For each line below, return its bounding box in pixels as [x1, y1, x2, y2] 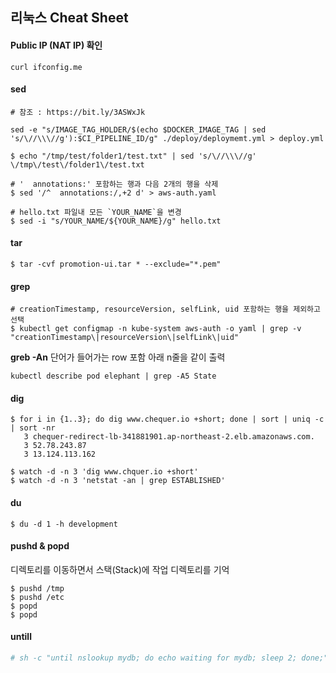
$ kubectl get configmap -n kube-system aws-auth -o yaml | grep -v [10, 324, 302, 334]
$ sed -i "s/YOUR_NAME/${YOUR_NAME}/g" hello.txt [10, 216, 222, 226]
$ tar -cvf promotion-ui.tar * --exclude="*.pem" [10, 259, 222, 269]
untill [10, 631, 32, 643]
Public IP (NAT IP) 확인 [10, 39, 103, 51]
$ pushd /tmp [10, 583, 65, 593]
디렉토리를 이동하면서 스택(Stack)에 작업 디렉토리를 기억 [10, 563, 230, 575]
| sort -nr [10, 423, 56, 433]
